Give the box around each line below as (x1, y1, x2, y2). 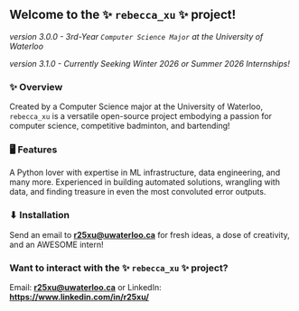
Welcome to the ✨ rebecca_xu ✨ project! (9, 7, 237, 23)
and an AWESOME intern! (9, 239, 104, 250)
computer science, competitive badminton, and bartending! (9, 121, 230, 132)
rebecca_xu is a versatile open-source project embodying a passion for (9, 111, 273, 122)
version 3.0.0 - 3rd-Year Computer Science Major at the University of (9, 31, 264, 41)
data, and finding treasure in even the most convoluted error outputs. (9, 187, 266, 197)
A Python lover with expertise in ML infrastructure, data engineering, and (9, 167, 281, 178)
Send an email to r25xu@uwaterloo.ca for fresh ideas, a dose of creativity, (9, 229, 291, 240)
